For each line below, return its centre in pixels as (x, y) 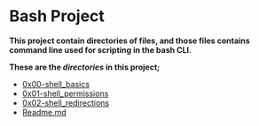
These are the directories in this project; (85, 67)
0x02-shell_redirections (65, 102)
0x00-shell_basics (56, 84)
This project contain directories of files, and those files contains (129, 41)
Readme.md (44, 112)
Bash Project (57, 16)
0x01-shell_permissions (65, 93)
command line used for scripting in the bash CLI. (101, 49)
